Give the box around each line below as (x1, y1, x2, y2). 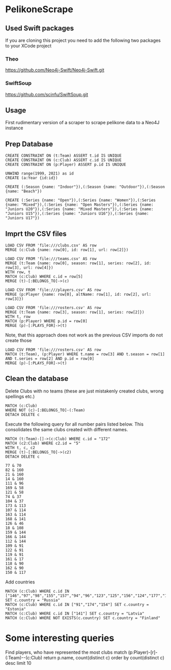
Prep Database (5, 139, 53, 148)
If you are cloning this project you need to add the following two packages (5, 37, 161, 43)
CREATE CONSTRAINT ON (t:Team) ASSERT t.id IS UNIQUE (5, 153, 122, 158)
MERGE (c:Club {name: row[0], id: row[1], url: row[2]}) (5, 247, 129, 253)
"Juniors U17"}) (5, 215, 40, 221)
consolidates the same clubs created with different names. (5, 426, 128, 432)
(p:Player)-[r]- (128, 649, 158, 655)
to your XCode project (5, 43, 52, 49)
